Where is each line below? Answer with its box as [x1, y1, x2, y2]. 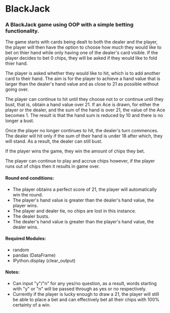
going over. [5, 87, 29, 93]
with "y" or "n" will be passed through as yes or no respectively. [12, 286, 147, 292]
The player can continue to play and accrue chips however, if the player [5, 158, 155, 164]
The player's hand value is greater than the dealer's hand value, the [12, 197, 154, 203]
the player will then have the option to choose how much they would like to [5, 44, 161, 51]
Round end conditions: [5, 175, 54, 181]
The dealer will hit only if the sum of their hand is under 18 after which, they [5, 133, 163, 139]
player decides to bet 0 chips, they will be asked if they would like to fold [5, 55, 157, 61]
